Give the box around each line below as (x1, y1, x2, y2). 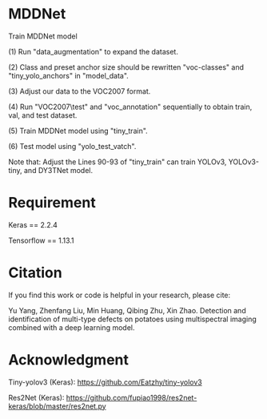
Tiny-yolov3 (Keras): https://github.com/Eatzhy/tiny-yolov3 (8, 377, 202, 387)
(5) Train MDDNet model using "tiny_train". (8, 126, 148, 135)
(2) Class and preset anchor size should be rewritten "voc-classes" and (8, 62, 244, 72)
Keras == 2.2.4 (8, 220, 58, 229)
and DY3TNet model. (23, 165, 94, 175)
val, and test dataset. (8, 110, 78, 120)
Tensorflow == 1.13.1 (8, 236, 74, 245)
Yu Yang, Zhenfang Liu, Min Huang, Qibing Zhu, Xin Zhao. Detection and (8, 305, 246, 315)
